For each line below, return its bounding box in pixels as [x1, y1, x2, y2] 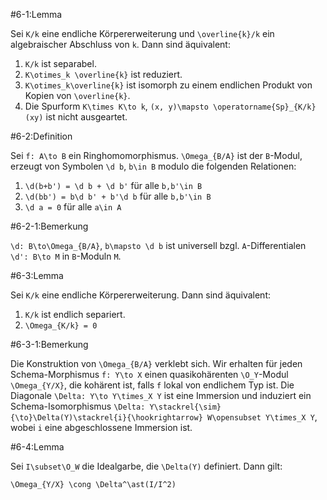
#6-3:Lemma [10, 270, 64, 281]
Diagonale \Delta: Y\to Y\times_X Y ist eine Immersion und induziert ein [10, 390, 312, 401]
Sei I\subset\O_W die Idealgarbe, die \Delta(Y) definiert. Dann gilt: [10, 460, 283, 472]
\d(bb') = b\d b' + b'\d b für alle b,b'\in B [24, 190, 212, 202]
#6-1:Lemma [10, 9, 63, 20]
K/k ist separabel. [24, 58, 97, 69]
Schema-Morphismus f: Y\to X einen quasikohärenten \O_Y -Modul [10, 369, 289, 380]
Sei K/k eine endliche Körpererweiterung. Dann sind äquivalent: [10, 289, 271, 301]
